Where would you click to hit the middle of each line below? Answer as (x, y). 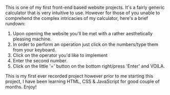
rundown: (15, 23)
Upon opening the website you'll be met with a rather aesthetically (82, 33)
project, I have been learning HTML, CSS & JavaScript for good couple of (82, 81)
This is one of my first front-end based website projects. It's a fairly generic (85, 7)
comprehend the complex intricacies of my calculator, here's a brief (77, 18)
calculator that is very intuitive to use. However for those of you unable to (83, 13)
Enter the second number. (40, 61)
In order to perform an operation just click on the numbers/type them (86, 44)
